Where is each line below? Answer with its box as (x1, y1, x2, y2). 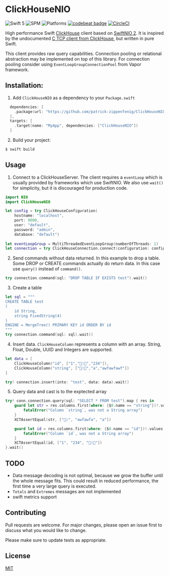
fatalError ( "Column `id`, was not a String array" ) (23, 431, 134, 436)
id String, (14, 308, 37, 313)
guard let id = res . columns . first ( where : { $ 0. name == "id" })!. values (14, 426, 163, 431)
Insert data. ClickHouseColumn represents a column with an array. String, (12, 341, 162, 347)
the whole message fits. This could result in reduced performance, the (12, 478, 158, 484)
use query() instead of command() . (12, 266, 82, 272)
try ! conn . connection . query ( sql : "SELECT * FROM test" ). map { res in (5, 398, 154, 403)
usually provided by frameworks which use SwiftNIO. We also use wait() (12, 179, 163, 185)
